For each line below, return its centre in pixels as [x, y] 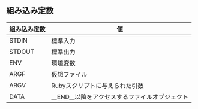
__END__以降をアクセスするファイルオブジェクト [120, 96]
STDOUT [22, 52]
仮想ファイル [70, 74]
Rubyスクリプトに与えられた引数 [97, 86]
